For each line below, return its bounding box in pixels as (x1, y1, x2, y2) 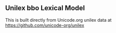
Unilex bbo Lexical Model (5, 4, 85, 12)
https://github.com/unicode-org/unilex (5, 22, 84, 28)
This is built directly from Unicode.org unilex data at (5, 17, 112, 23)
